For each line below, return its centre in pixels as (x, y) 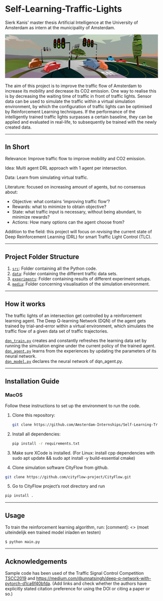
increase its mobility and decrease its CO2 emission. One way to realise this (81, 91)
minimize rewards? (31, 217)
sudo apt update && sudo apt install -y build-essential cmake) (73, 458)
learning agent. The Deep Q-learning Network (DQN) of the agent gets (76, 321)
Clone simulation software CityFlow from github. (60, 467)
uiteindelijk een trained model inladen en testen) (53, 532)
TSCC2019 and (20, 578)
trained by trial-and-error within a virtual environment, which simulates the (79, 326)
